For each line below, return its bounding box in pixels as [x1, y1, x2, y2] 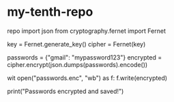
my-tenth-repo [7, 4, 93, 20]
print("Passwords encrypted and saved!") [7, 87, 124, 95]
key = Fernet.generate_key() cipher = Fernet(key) [7, 40, 146, 48]
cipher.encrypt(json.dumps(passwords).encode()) [7, 60, 148, 68]
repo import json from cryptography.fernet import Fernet [7, 27, 166, 35]
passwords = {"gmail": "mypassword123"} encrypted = [7, 53, 162, 62]
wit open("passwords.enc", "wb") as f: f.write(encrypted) [7, 73, 168, 82]
